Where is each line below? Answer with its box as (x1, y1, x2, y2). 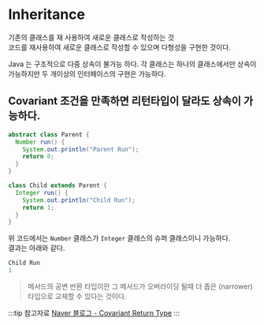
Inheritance (8, 6, 85, 24)
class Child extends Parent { (8, 181, 108, 189)
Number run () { (15, 138, 65, 146)
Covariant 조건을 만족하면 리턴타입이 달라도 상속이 (8, 95, 242, 108)
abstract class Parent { (8, 130, 90, 139)
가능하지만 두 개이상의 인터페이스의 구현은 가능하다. (8, 69, 166, 78)
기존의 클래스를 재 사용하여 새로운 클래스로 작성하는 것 (8, 32, 175, 42)
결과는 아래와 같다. (8, 243, 65, 253)
